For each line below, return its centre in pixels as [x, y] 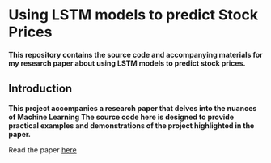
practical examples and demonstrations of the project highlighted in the [131, 125]
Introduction [40, 89]
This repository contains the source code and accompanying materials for [135, 54]
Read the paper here [42, 150]
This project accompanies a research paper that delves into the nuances [133, 108]
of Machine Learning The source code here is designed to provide [121, 117]
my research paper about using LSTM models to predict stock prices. [127, 63]
